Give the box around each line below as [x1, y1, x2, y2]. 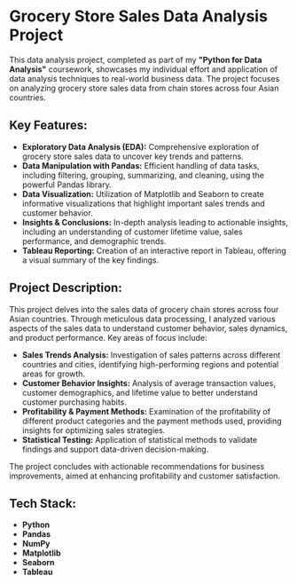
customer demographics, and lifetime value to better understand [21, 387, 258, 398]
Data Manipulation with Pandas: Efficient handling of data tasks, [21, 160, 260, 170]
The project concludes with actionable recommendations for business [9, 461, 265, 471]
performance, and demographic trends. [21, 235, 167, 246]
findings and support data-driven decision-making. [21, 444, 209, 454]
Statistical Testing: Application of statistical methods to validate [21, 434, 258, 445]
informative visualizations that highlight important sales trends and [21, 198, 266, 209]
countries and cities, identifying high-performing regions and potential [21, 359, 279, 369]
